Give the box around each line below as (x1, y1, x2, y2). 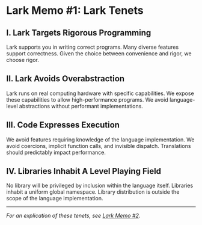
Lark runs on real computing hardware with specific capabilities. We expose (6, 90, 194, 97)
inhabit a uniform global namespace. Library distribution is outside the (6, 188, 180, 196)
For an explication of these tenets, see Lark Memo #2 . (6, 212, 141, 220)
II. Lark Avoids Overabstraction (6, 73, 125, 84)
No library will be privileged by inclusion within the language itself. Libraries (6, 182, 194, 190)
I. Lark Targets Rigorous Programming (6, 28, 151, 38)
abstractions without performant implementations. (19, 102, 143, 109)
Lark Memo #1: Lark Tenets (6, 4, 144, 17)
